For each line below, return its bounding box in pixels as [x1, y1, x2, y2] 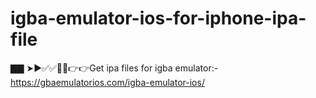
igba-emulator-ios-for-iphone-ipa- [10, 7, 307, 30]
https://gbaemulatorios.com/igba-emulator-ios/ [10, 76, 205, 88]
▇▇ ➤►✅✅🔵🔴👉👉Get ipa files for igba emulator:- [10, 62, 219, 74]
